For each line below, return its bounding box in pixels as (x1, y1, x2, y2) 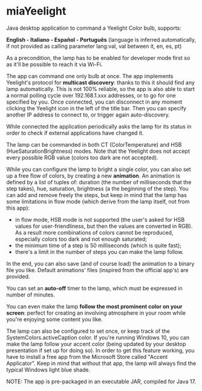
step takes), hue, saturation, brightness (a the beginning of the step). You (6, 185, 189, 192)
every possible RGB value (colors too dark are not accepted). (6, 153, 158, 161)
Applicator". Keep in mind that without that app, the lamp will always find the (6, 359, 197, 367)
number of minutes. (6, 291, 56, 298)
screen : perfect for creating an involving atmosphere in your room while (6, 309, 186, 316)
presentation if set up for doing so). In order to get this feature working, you (6, 347, 195, 354)
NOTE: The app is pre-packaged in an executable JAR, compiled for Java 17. (6, 378, 197, 385)
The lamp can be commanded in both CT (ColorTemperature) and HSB (6, 141, 182, 148)
